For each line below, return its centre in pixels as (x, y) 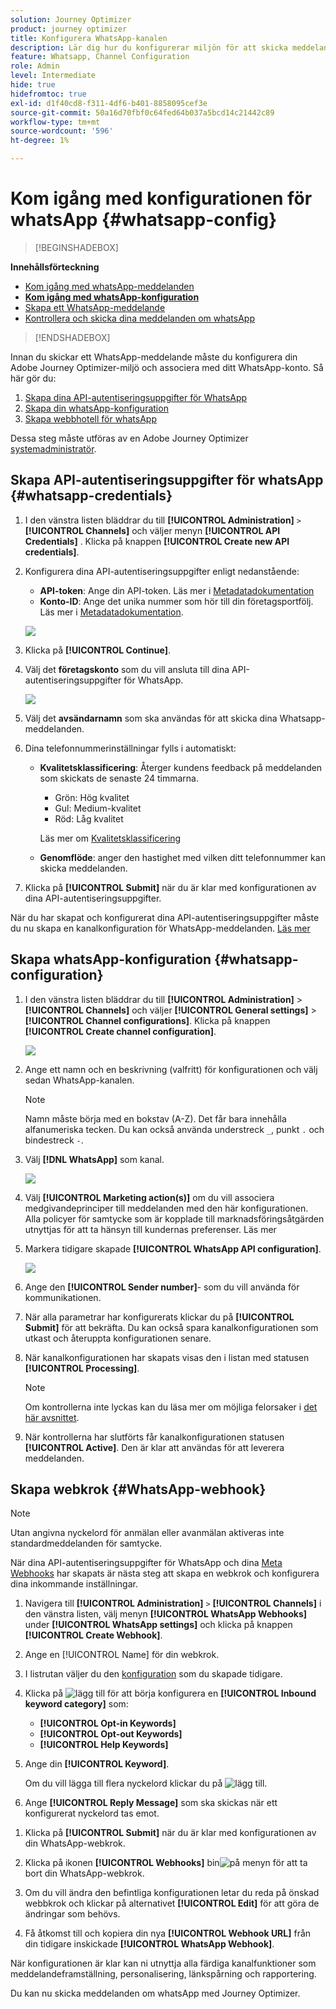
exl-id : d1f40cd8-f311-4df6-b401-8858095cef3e (109, 103)
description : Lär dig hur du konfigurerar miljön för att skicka (149, 47)
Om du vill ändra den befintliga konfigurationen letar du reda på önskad (172, 1893)
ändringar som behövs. (72, 1914)
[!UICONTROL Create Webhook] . (93, 1635)
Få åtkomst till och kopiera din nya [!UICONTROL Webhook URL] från (168, 1933)
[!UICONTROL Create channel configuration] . (120, 1031)
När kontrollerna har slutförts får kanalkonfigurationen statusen (154, 1437)
